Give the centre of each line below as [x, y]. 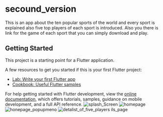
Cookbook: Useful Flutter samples [47, 84]
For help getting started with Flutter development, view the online [71, 94]
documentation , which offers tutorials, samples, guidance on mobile [73, 99]
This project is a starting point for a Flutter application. [60, 60]
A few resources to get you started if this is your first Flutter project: [73, 70]
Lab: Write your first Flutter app [44, 79]
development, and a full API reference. [44, 104]
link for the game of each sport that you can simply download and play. [77, 33]
